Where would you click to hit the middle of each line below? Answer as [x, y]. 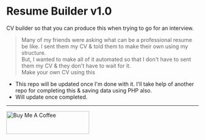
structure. [34, 52]
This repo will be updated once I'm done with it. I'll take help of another [104, 84]
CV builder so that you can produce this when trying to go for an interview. [100, 28]
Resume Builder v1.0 [59, 11]
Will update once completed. [51, 97]
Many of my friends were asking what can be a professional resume [106, 40]
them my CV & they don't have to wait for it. [76, 66]
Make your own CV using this [58, 72]
